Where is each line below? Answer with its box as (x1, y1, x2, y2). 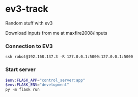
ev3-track (5, 3, 48, 15)
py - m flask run (5, 87, 40, 92)
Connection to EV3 (5, 42, 53, 50)
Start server (5, 66, 36, 73)
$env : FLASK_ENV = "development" (5, 82, 70, 87)
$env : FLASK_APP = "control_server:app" (5, 78, 86, 83)
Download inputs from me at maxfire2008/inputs (5, 30, 108, 36)
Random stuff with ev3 (5, 20, 53, 26)
